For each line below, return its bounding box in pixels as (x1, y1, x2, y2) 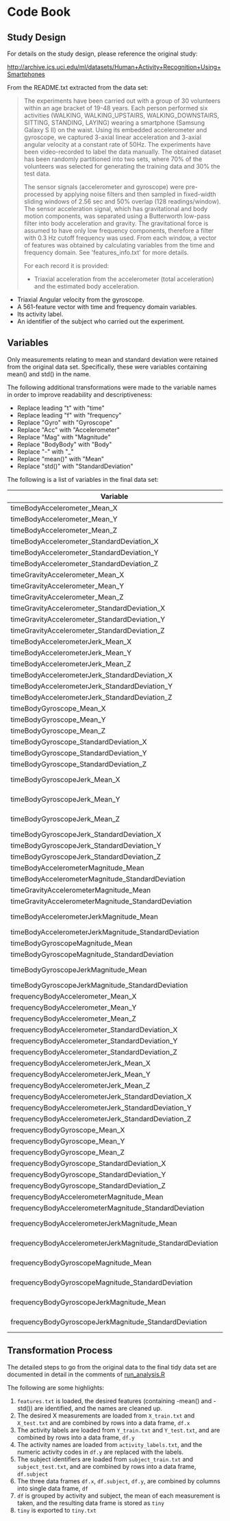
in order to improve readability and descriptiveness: (7, 390, 153, 398)
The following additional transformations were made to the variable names (7, 383, 217, 391)
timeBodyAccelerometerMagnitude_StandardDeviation (10, 874, 186, 884)
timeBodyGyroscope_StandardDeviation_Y (10, 748, 147, 757)
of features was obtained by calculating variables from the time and (23, 241, 215, 249)
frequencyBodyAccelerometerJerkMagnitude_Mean (10, 1218, 177, 1228)
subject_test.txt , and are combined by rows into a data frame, (16, 1462, 196, 1470)
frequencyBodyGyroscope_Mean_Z (10, 1147, 125, 1157)
